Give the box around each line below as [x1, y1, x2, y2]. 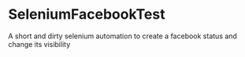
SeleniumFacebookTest [8, 5, 165, 23]
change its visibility [8, 39, 71, 48]
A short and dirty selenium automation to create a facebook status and [8, 31, 238, 41]
